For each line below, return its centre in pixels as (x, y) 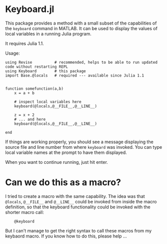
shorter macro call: (24, 212)
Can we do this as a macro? (63, 183)
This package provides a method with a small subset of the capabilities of (81, 23)
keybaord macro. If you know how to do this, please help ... (66, 236)
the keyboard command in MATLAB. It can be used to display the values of (81, 28)
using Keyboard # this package (45, 71)
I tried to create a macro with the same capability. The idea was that (75, 196)
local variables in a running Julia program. (48, 34)
